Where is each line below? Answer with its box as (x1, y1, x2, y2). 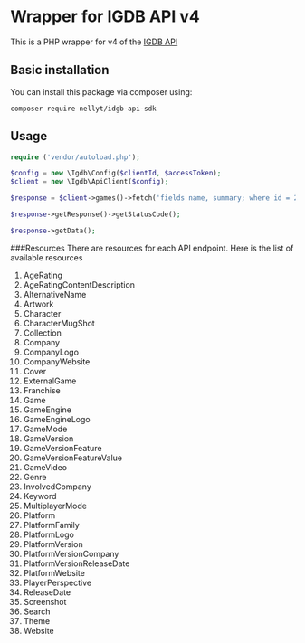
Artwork (23, 298, 54, 309)
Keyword (23, 490, 57, 501)
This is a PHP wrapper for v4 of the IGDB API (10, 36, 178, 47)
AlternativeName (23, 288, 87, 299)
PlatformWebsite (23, 567, 85, 578)
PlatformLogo (23, 529, 75, 540)
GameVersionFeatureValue (23, 452, 123, 463)
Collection (23, 327, 62, 338)
